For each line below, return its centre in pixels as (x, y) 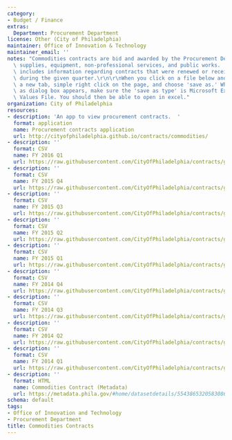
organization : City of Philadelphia (60, 104)
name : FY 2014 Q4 (38, 284)
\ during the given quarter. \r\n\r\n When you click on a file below (114, 78)
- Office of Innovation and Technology (65, 413)
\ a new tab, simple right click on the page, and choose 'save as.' (115, 85)
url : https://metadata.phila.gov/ (63, 394)
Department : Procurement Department (66, 33)
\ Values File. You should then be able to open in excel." (101, 98)
